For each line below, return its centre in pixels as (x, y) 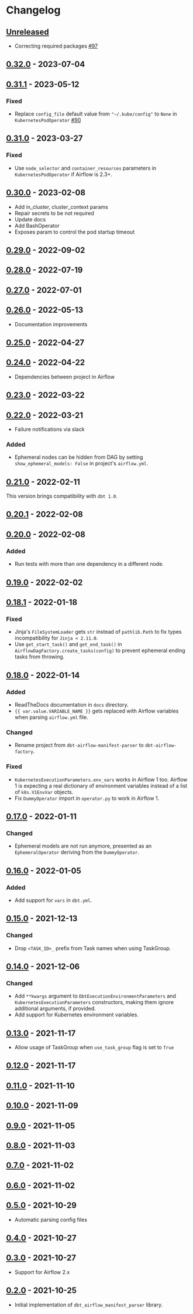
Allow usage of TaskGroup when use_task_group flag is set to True (94, 1048)
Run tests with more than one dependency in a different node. (89, 564)
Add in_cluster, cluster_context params (61, 207)
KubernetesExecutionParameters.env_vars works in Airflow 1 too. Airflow (101, 779)
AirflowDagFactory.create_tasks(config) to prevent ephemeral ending (100, 651)
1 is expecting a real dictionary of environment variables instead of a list (101, 786)
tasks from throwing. (39, 657)
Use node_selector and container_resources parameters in (85, 168)
